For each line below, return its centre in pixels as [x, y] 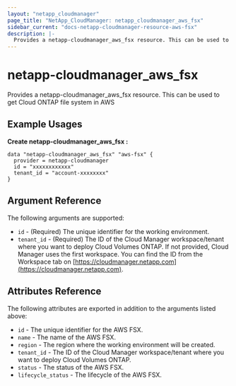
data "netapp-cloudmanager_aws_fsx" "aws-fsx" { [80, 154]
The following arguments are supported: [66, 218]
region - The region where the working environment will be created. [116, 344]
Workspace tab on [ [46, 262]
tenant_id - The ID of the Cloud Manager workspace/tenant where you [121, 352]
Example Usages [45, 124]
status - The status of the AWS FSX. [71, 367]
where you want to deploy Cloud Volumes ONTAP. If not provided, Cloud [123, 246]
